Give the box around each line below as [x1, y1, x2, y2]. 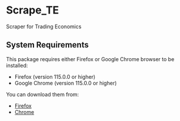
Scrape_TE [6, 4, 59, 17]
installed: [6, 62, 28, 69]
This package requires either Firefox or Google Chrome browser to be [6, 55, 175, 62]
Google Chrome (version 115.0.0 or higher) [14, 79, 117, 86]
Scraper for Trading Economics [6, 23, 82, 30]
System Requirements [6, 40, 89, 50]
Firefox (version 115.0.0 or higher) [14, 73, 96, 80]
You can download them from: [6, 90, 79, 98]
